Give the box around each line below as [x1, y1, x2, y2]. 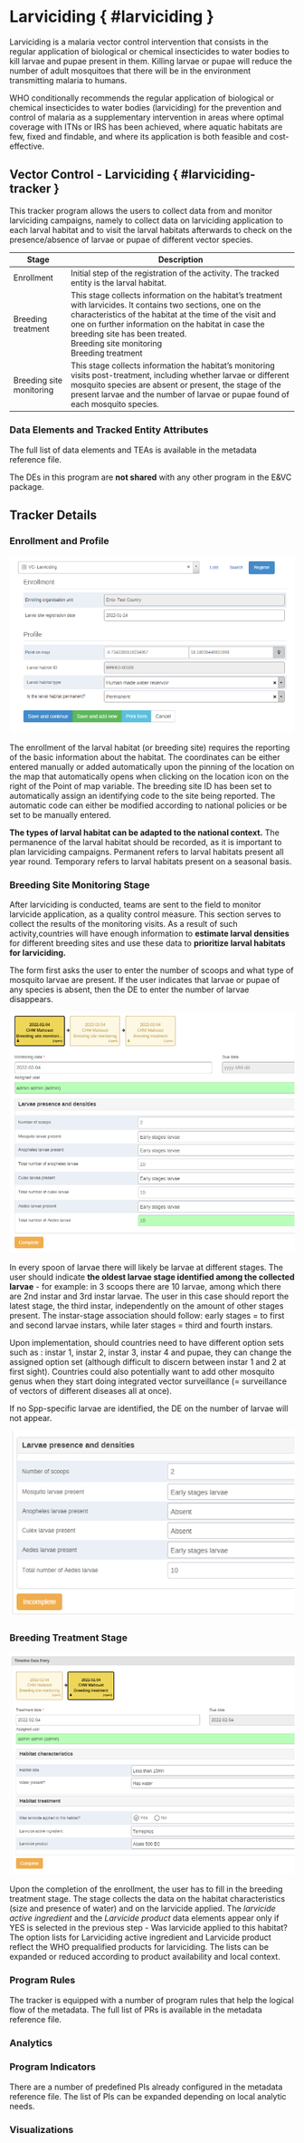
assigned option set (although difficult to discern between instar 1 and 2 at [9, 1357, 287, 1368]
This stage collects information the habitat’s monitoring [71, 360, 275, 371]
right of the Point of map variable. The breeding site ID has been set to [9, 780, 272, 791]
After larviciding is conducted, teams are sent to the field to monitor [9, 900, 261, 910]
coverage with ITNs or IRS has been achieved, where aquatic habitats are [9, 121, 283, 132]
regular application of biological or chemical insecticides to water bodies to [9, 45, 290, 56]
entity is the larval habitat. [71, 277, 167, 287]
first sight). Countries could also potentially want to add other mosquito [9, 1367, 275, 1378]
